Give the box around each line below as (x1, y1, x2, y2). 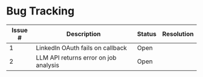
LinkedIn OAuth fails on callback (36, 43, 127, 52)
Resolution (162, 29, 194, 38)
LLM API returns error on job (36, 53, 117, 61)
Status (137, 29, 157, 38)
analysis (36, 61, 59, 69)
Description (66, 29, 101, 38)
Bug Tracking (6, 4, 75, 18)
